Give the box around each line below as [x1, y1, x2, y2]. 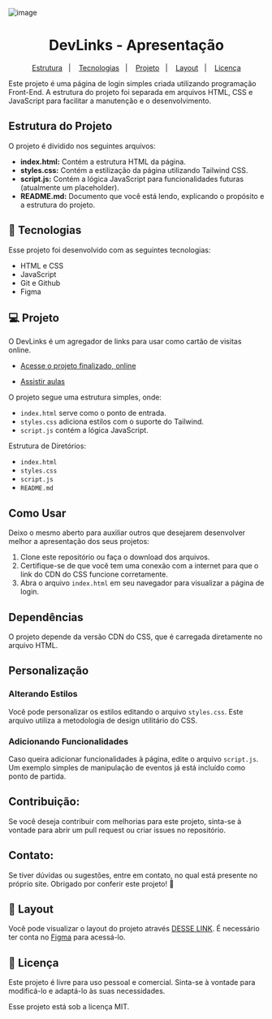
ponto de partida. [8, 771, 67, 781]
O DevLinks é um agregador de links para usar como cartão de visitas [8, 337, 242, 347]
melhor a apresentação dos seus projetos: [8, 537, 150, 546]
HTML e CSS [19, 261, 64, 270]
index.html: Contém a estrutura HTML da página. [19, 157, 187, 166]
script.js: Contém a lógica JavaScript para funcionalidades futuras [19, 174, 244, 184]
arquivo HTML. [8, 641, 58, 650]
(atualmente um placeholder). [19, 183, 119, 192]
